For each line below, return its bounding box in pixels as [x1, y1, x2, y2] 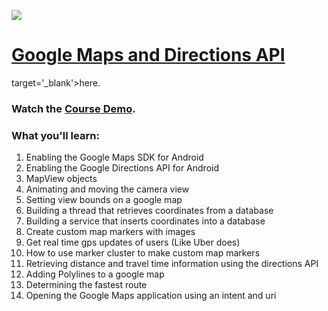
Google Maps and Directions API [11, 44, 286, 67]
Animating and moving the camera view [25, 183, 190, 195]
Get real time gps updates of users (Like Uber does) [25, 236, 241, 249]
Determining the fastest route [25, 279, 148, 291]
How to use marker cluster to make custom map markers [25, 247, 261, 259]
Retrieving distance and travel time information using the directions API [25, 258, 319, 270]
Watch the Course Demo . [11, 101, 136, 115]
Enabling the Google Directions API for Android [25, 162, 219, 174]
